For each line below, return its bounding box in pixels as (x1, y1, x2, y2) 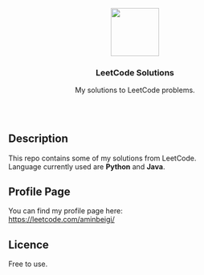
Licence (8, 237, 50, 252)
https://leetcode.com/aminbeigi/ (8, 215, 115, 224)
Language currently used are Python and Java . (8, 161, 165, 172)
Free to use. (8, 259, 48, 269)
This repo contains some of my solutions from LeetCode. (8, 153, 197, 163)
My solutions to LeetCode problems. (75, 85, 195, 95)
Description (8, 132, 68, 146)
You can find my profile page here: (8, 206, 123, 216)
